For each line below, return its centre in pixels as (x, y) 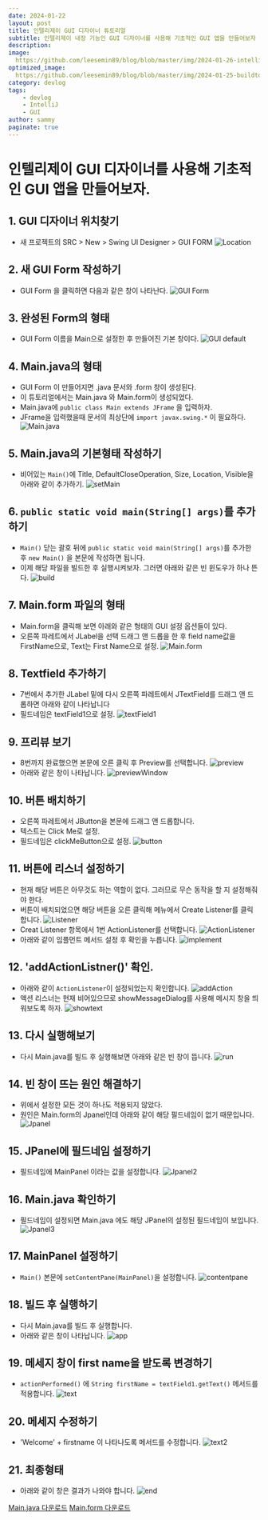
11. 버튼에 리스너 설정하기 (67, 869)
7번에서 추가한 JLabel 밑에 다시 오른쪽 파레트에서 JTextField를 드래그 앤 (132, 694)
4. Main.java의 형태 (55, 366)
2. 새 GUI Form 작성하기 (65, 270)
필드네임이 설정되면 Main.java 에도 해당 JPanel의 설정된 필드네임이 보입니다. (139, 1220)
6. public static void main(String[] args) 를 (121, 512)
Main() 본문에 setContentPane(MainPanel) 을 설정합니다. (108, 1277)
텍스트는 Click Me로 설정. (60, 831)
